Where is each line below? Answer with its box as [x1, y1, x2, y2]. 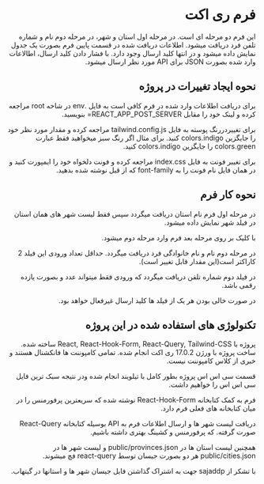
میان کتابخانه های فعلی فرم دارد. [160, 403, 256, 413]
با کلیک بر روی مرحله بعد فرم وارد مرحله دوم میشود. [101, 233, 256, 242]
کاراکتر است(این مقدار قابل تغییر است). [138, 256, 256, 266]
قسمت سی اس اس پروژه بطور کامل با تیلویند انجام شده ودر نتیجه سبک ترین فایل [16, 372, 256, 381]
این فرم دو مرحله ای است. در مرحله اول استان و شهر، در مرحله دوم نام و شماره [18, 32, 256, 41]
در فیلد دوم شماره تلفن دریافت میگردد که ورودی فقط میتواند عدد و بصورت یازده [21, 271, 256, 282]
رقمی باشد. [221, 280, 256, 289]
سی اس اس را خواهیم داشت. [168, 380, 256, 389]
